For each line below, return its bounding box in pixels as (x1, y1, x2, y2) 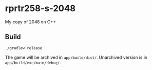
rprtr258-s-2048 (5, 3, 76, 14)
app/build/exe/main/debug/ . (5, 59, 61, 65)
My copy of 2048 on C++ (5, 19, 56, 25)
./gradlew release (5, 45, 42, 51)
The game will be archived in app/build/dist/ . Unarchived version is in (5, 54, 148, 60)
